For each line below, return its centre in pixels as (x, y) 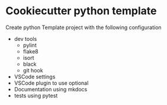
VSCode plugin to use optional (51, 83)
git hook (33, 70)
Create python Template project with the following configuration (83, 27)
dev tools (25, 39)
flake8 (31, 51)
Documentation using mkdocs (51, 89)
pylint (30, 45)
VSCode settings (35, 77)
